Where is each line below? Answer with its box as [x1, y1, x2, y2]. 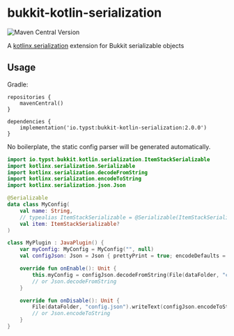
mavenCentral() [19, 100, 64, 107]
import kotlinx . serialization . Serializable [7, 162, 136, 169]
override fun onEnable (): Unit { [19, 265, 117, 272]
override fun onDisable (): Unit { [19, 297, 120, 304]
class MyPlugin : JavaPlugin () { [7, 239, 104, 247]
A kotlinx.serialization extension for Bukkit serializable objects [7, 41, 185, 49]
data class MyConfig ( [7, 201, 70, 208]
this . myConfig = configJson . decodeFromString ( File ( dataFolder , [32, 271, 219, 278]
